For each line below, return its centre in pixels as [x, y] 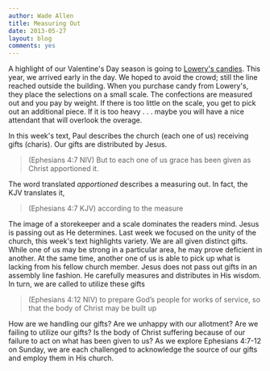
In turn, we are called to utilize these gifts [77, 284]
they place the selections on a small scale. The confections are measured [130, 94]
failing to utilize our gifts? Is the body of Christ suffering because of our [127, 332]
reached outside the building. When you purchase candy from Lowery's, [129, 86]
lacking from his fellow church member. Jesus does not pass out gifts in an [133, 267]
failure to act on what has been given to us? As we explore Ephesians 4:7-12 [135, 341]
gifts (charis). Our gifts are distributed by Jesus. [88, 144]
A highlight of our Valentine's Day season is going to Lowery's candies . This [134, 69]
